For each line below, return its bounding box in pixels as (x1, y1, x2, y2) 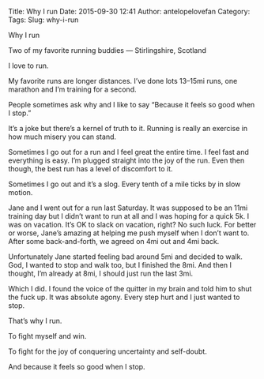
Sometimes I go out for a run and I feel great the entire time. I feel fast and (8, 148, 249, 156)
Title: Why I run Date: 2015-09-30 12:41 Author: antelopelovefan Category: (8, 7, 251, 16)
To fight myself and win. (8, 332, 87, 340)
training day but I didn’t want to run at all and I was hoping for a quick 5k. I (8, 212, 250, 220)
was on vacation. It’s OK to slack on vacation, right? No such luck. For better (8, 220, 257, 229)
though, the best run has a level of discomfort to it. (8, 164, 173, 173)
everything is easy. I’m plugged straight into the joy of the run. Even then (8, 156, 245, 165)
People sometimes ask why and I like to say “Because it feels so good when (8, 100, 255, 109)
